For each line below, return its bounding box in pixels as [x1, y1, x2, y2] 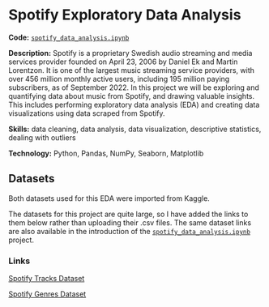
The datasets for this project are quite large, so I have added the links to [8, 209, 249, 219]
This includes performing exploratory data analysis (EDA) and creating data [8, 100, 260, 109]
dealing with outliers [8, 132, 76, 143]
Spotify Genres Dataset [8, 289, 87, 299]
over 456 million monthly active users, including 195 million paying [8, 74, 230, 83]
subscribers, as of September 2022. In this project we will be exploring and [8, 83, 259, 92]
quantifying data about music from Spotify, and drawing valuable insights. [8, 91, 255, 100]
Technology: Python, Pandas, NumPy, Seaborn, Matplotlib [8, 148, 204, 158]
